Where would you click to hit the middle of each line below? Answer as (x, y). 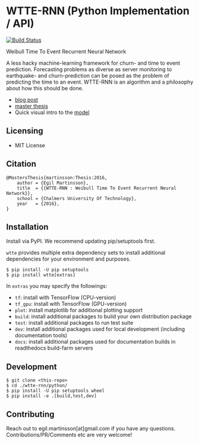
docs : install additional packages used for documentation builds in (95, 342)
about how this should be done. (45, 88)
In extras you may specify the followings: (57, 286)
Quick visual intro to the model (52, 112)
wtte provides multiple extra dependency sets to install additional (86, 253)
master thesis (31, 106)
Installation (27, 227)
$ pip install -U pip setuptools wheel (56, 391)
